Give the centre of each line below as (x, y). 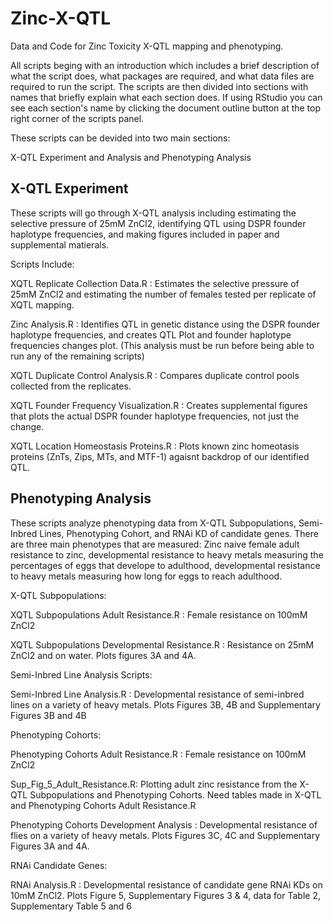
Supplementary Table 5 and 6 (71, 906)
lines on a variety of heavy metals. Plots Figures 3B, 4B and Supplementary (165, 704)
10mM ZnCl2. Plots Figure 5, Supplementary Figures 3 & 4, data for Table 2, (165, 895)
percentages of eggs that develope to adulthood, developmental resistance (165, 565)
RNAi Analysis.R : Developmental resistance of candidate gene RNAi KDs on (166, 884)
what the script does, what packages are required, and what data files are (162, 76)
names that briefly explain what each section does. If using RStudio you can (166, 97)
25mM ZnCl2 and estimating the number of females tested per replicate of (163, 294)
